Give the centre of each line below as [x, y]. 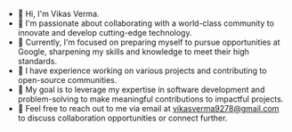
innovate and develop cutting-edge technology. [105, 33]
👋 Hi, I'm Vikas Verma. [58, 14]
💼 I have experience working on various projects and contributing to [142, 70]
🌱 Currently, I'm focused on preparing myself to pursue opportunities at [149, 42]
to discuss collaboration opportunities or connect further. [122, 118]
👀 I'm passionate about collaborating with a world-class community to [146, 23]
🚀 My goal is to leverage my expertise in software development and [141, 90]
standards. [37, 61]
